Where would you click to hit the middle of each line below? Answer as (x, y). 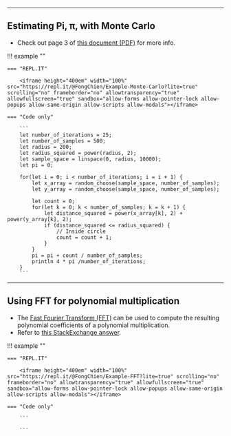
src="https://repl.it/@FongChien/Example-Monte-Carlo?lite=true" (102, 87)
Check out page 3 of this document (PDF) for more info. (96, 43)
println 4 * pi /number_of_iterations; (89, 261)
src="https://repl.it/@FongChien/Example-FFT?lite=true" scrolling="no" (113, 376)
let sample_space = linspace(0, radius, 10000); (90, 159)
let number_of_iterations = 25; (66, 135)
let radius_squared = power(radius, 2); (78, 153)
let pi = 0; (36, 165)
